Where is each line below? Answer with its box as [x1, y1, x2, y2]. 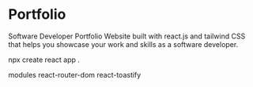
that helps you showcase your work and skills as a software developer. [8, 39, 239, 49]
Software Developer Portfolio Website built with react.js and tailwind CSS [8, 31, 246, 41]
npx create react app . [8, 55, 81, 64]
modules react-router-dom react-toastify [8, 70, 142, 79]
